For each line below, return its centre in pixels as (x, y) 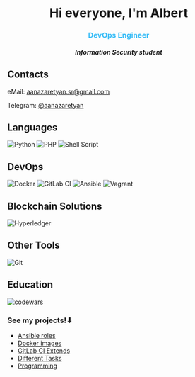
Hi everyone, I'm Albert (119, 13)
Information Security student (119, 52)
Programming (37, 366)
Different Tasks (40, 358)
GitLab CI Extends (44, 350)
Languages (32, 127)
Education (30, 285)
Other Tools (34, 246)
